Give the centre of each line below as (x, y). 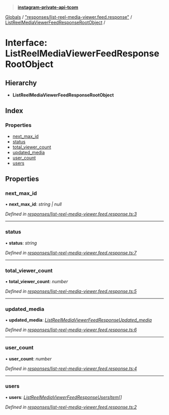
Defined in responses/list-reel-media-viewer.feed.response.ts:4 (71, 369)
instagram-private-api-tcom (48, 7)
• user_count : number (28, 358)
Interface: (26, 43)
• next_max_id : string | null (33, 204)
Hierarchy (21, 83)
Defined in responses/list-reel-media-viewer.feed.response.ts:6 (71, 330)
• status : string (21, 243)
